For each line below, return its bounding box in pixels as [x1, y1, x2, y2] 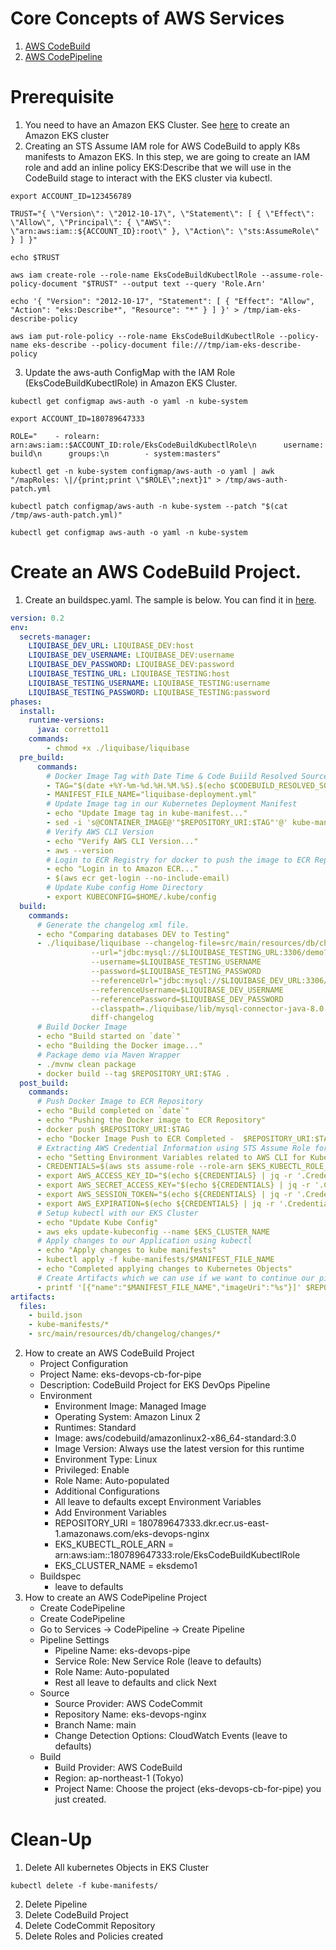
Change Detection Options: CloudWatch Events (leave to [54, 1730, 288, 1742]
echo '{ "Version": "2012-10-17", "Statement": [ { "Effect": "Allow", [10, 296, 315, 306]
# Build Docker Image [36, 1022, 128, 1032]
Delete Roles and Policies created [24, 1930, 164, 1942]
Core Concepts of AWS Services [10, 7, 285, 30]
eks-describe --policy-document [32, 340, 168, 350]
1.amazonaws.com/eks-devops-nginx [54, 1528, 210, 1540]
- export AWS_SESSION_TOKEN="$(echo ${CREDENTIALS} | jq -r [36, 1190, 293, 1200]
